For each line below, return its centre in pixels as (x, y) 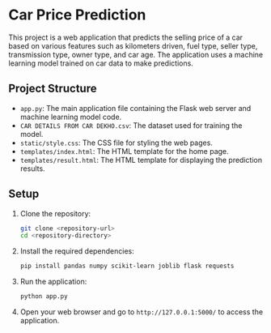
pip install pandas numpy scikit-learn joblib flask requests (127, 266)
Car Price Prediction (77, 15)
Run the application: (53, 282)
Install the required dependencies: (77, 251)
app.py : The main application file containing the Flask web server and (135, 108)
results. (33, 169)
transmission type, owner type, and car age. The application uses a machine (136, 54)
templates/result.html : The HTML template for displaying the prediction (141, 160)
